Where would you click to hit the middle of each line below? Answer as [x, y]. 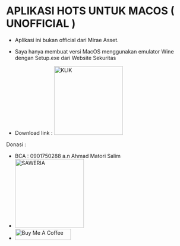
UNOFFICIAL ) [41, 23]
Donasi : [16, 144]
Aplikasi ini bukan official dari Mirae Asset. [67, 40]
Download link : [34, 133]
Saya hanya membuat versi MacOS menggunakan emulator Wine [94, 51]
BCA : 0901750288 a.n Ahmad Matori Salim [67, 156]
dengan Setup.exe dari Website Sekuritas [65, 58]
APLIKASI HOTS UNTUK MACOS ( [90, 11]
